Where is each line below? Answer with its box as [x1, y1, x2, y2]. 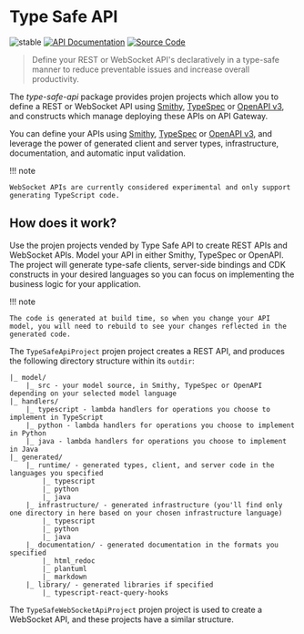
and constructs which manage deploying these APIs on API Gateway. [9, 110, 269, 121]
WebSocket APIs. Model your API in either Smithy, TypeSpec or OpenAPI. [9, 249, 284, 261]
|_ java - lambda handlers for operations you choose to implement [25, 436, 287, 445]
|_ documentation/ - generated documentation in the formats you [25, 540, 279, 549]
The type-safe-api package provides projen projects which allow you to [9, 91, 279, 102]
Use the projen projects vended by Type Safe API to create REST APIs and [9, 240, 289, 251]
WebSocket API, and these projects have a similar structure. [9, 613, 234, 625]
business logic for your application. [9, 278, 141, 289]
